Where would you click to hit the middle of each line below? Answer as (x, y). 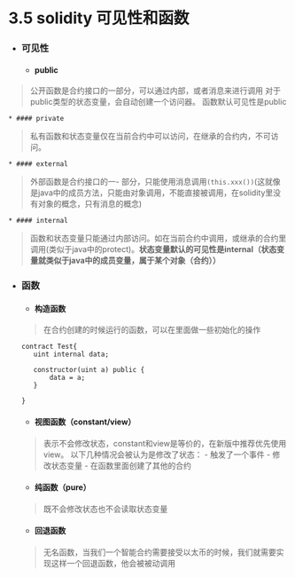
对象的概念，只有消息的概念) (90, 204)
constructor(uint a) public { (89, 370)
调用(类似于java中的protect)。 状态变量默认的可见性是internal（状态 (153, 249)
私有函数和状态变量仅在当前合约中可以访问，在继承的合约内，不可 (150, 136)
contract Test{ (49, 347)
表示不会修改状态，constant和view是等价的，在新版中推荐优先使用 (165, 443)
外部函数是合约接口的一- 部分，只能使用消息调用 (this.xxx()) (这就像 (155, 182)
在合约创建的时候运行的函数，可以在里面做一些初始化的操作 (152, 330)
